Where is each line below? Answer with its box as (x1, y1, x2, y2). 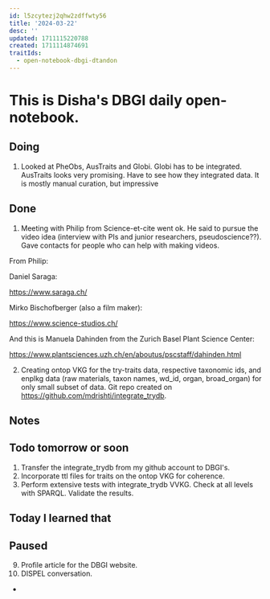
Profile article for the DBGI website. (20, 560, 138, 570)
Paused (9, 539, 48, 552)
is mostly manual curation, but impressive (20, 178, 159, 188)
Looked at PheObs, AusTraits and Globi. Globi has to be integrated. (20, 162, 242, 171)
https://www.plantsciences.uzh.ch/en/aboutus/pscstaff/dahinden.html (9, 349, 242, 359)
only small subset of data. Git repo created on (20, 382, 173, 392)
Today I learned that (9, 511, 112, 525)
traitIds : (9, 49, 43, 57)
